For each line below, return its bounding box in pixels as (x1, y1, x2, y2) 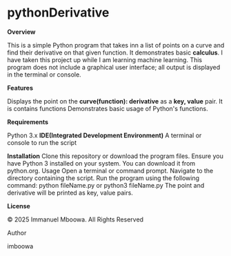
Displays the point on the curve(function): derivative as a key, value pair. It (7, 97, 223, 105)
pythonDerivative (7, 5, 110, 21)
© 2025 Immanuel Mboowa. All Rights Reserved (7, 215, 143, 224)
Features (7, 83, 33, 92)
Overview (7, 28, 36, 36)
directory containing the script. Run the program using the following (7, 174, 200, 182)
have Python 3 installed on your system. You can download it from (7, 159, 196, 167)
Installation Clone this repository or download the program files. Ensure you (7, 152, 224, 160)
